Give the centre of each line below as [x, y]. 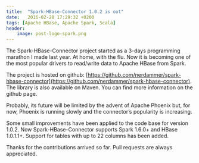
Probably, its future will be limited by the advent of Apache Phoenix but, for [98, 105]
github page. [22, 94]
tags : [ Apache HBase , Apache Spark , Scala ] [61, 23]
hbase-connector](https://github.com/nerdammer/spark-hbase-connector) [98, 81]
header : [16, 28]
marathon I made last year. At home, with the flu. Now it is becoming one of [99, 57]
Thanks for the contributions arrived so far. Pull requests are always [89, 148]
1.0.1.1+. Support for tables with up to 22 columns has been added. [87, 136]
